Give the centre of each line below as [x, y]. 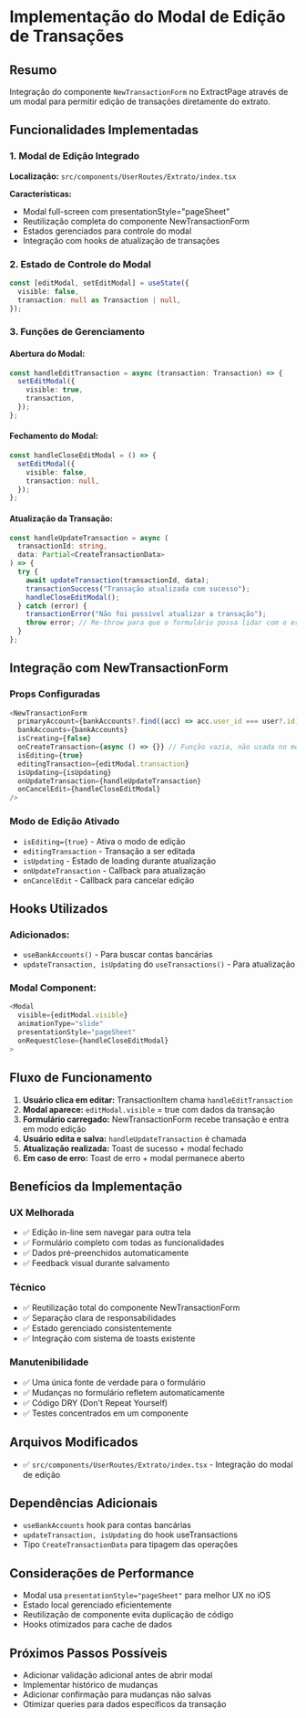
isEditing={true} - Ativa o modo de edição [104, 841]
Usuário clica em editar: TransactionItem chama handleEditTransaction [158, 1100]
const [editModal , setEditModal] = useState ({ [99, 283]
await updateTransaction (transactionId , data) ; [117, 580]
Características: [41, 194]
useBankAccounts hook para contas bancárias [107, 1525]
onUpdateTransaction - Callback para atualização [114, 870]
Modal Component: [53, 988]
